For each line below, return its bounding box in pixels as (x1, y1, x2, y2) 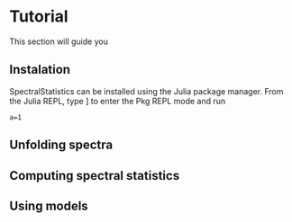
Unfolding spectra (9, 138, 114, 153)
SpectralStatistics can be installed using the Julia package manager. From (9, 85, 284, 96)
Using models (9, 198, 88, 213)
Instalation (9, 62, 70, 77)
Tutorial (9, 6, 69, 27)
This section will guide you (9, 36, 108, 47)
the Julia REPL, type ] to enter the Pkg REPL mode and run (9, 95, 226, 106)
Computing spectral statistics (9, 168, 180, 183)
